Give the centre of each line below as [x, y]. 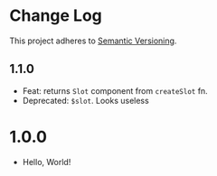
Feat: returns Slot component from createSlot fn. [115, 90]
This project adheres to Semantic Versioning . [93, 41]
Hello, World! [47, 162]
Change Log [56, 16]
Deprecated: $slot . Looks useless [85, 100]
